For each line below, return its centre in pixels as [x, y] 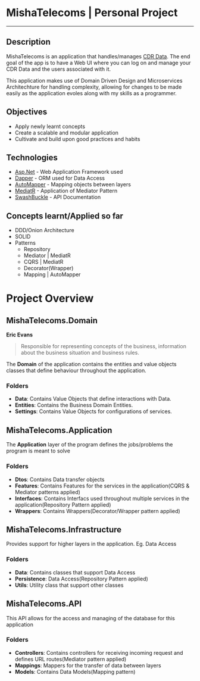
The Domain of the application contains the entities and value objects [91, 364]
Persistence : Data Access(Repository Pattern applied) [82, 579]
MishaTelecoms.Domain [52, 321]
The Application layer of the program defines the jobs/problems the [90, 445]
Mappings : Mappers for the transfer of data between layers [88, 665]
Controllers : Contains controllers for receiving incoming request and [99, 652]
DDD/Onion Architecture [44, 230]
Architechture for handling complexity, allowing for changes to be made [94, 87]
